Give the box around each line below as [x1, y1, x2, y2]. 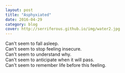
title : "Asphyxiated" [5, 12, 52, 17]
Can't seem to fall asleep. [5, 40, 59, 46]
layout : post [5, 7, 33, 13]
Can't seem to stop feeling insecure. [5, 46, 82, 52]
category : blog [5, 21, 38, 27]
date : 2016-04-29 [5, 17, 43, 22]
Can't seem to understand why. [5, 52, 72, 58]
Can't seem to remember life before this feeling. [5, 62, 107, 68]
